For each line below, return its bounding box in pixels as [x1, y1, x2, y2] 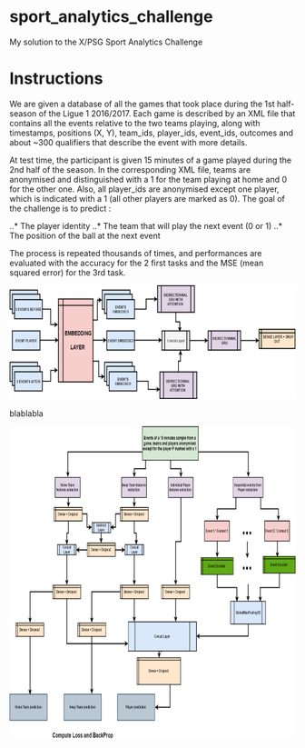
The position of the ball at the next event [9, 230, 161, 241]
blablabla [9, 407, 44, 419]
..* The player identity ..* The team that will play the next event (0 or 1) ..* [9, 220, 283, 231]
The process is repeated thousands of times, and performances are [9, 247, 262, 258]
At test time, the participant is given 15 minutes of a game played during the [9, 155, 292, 165]
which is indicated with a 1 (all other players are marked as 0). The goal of [9, 193, 286, 204]
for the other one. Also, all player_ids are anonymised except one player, [9, 184, 280, 194]
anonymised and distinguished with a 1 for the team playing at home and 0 [9, 174, 288, 185]
